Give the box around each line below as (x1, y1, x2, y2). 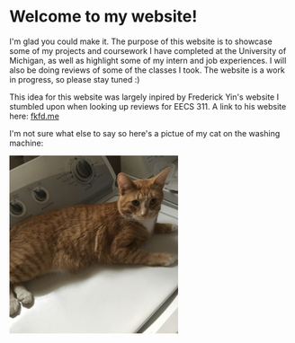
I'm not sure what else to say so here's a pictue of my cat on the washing (9, 128, 281, 138)
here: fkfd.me (9, 110, 60, 121)
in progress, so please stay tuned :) (9, 74, 140, 84)
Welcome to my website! (9, 6, 198, 27)
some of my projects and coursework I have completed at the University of (9, 45, 287, 56)
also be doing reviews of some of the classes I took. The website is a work (9, 65, 285, 75)
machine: (9, 137, 44, 148)
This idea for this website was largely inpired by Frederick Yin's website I (9, 92, 280, 102)
